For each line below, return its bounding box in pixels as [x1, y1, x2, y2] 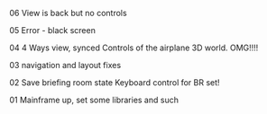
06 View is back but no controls [9, 8, 128, 18]
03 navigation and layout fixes [9, 60, 122, 70]
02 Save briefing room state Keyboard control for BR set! [9, 77, 220, 88]
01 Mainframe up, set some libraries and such [9, 94, 179, 105]
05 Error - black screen [9, 25, 97, 35]
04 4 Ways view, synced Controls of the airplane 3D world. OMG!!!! [9, 42, 259, 53]
